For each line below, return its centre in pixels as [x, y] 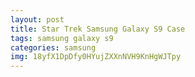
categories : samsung [53, 47]
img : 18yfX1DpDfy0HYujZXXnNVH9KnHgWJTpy [96, 57]
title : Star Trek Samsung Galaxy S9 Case [98, 29]
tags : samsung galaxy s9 [62, 38]
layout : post [37, 19]
